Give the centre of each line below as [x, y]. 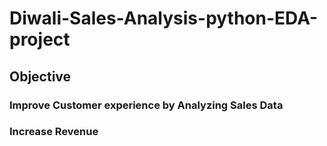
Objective [40, 76]
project [40, 39]
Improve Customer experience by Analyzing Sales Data [146, 105]
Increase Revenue [54, 132]
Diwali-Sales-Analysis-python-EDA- [164, 18]
